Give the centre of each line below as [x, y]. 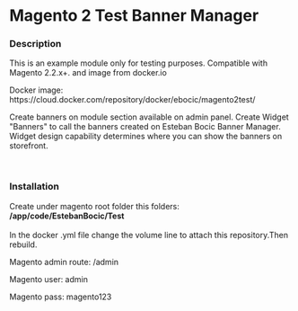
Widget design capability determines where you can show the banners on [146, 137]
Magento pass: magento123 [61, 297]
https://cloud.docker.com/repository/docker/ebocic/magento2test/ [132, 100]
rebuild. [23, 244]
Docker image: [36, 90]
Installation [35, 187]
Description [35, 44]
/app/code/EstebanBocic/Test [67, 216]
